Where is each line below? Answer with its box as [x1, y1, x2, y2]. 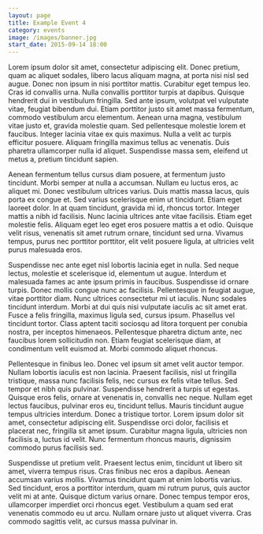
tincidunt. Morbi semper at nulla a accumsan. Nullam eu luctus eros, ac [8, 178, 239, 187]
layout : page [8, 11, 51, 20]
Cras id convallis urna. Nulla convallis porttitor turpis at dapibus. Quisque [8, 87, 245, 97]
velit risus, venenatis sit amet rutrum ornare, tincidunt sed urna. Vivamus [8, 228, 244, 238]
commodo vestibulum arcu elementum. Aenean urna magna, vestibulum [8, 113, 242, 122]
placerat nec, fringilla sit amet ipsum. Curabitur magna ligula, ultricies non [8, 426, 248, 436]
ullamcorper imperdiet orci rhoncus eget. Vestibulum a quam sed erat [8, 500, 234, 510]
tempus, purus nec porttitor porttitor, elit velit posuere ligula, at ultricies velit [8, 237, 254, 247]
